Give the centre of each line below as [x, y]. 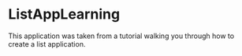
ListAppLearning [64, 14]
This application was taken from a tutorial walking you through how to [121, 36]
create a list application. [47, 44]
